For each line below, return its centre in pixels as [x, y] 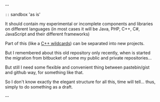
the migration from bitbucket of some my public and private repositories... [79, 58]
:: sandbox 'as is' [23, 14]
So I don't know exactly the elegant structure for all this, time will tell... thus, [80, 82]
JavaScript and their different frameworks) [47, 34]
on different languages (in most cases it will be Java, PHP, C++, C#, [73, 29]
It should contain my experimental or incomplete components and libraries [79, 24]
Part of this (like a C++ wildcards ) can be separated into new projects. [75, 43]
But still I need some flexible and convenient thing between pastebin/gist [77, 67]
